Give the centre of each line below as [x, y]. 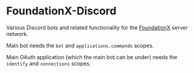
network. [17, 34]
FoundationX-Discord [61, 11]
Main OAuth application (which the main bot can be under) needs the [92, 57]
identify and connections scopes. [49, 63]
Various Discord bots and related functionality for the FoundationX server [97, 28]
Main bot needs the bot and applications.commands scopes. [80, 45]
